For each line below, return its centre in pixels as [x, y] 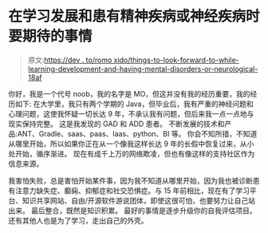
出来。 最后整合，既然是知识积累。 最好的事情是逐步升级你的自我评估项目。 [132, 210]
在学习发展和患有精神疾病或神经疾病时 [134, 16]
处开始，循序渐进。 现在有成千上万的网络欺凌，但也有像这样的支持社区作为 [132, 153]
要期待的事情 [51, 36]
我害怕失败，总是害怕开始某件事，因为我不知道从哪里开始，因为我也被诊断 [130, 180]
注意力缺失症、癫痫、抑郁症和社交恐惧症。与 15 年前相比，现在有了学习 [132, 190]
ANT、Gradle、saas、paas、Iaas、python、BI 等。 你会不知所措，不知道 [137, 133]
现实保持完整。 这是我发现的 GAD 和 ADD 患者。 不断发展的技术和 [116, 124]
